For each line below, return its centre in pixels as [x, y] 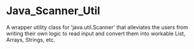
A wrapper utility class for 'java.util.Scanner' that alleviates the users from [97, 27]
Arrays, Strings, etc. [31, 40]
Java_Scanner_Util [53, 11]
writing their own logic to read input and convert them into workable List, [96, 33]
